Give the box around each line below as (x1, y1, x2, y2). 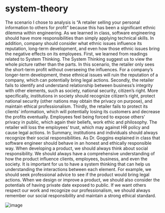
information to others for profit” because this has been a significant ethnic (5, 24, 156, 30)
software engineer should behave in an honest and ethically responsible (5, 140, 152, 146)
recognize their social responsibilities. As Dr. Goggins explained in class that (5, 134, 161, 141)
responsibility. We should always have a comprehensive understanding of (5, 150, 155, 156)
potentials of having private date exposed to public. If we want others (5, 182, 147, 188)
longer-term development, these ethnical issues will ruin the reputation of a (5, 72, 158, 78)
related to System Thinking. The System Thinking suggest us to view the (5, 56, 153, 62)
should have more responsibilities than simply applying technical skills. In (5, 35, 154, 41)
